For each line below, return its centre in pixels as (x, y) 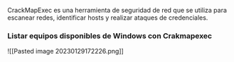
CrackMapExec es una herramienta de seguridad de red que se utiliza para (117, 10)
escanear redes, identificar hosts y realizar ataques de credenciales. (108, 18)
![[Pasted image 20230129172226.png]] (66, 51)
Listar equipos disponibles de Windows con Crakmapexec (110, 36)
